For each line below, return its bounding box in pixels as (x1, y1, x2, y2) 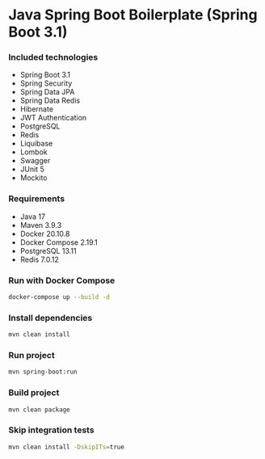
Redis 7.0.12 (19, 255, 59, 264)
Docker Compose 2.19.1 (19, 237, 99, 247)
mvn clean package (8, 406, 70, 414)
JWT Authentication (19, 113, 87, 123)
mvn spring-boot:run (8, 368, 78, 377)
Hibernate (19, 104, 54, 114)
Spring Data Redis (19, 95, 81, 106)
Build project (8, 387, 60, 398)
